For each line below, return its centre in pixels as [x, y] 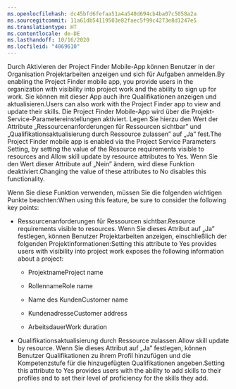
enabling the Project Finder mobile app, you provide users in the [100, 81]
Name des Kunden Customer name [78, 300]
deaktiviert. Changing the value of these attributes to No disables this [107, 171]
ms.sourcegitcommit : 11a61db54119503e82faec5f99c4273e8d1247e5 [102, 20]
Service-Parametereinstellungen [54, 119]
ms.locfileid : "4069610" [44, 47]
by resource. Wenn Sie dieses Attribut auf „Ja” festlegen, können [112, 348]
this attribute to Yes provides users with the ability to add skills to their [119, 370]
